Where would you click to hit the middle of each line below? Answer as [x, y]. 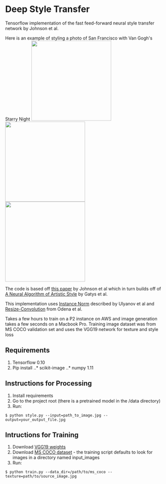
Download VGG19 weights [39, 447]
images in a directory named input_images [56, 457]
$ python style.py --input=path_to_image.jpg [53, 415]
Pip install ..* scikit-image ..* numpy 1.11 [53, 367]
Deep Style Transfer [48, 9]
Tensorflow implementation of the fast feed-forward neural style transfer [80, 23]
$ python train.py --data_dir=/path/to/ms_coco [56, 472]
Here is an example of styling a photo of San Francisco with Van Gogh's [79, 38]
